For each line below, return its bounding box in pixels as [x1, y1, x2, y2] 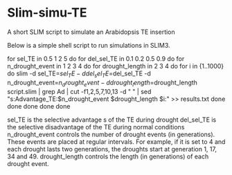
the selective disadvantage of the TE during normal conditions [7, 122, 185, 131]
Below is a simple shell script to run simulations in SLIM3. [7, 41, 171, 49]
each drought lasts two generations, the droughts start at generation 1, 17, [7, 145, 217, 153]
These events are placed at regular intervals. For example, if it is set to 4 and [7, 137, 226, 146]
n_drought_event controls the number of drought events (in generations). [7, 130, 215, 138]
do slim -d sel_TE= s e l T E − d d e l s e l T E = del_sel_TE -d [7, 69, 151, 79]
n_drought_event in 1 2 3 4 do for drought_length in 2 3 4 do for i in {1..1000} [7, 62, 224, 70]
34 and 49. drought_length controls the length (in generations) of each [7, 152, 209, 160]
